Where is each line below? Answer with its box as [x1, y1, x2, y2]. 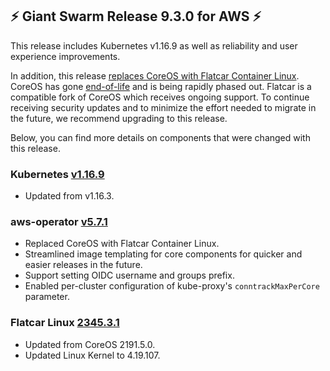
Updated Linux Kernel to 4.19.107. [24, 349, 161, 361]
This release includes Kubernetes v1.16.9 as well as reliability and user [10, 39, 298, 52]
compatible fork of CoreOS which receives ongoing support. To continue [10, 91, 310, 103]
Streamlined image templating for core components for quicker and [24, 248, 303, 260]
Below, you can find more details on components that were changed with [10, 131, 311, 143]
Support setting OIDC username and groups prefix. [24, 269, 235, 282]
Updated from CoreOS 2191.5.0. [24, 338, 156, 350]
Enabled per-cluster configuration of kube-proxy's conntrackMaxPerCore [24, 280, 320, 292]
